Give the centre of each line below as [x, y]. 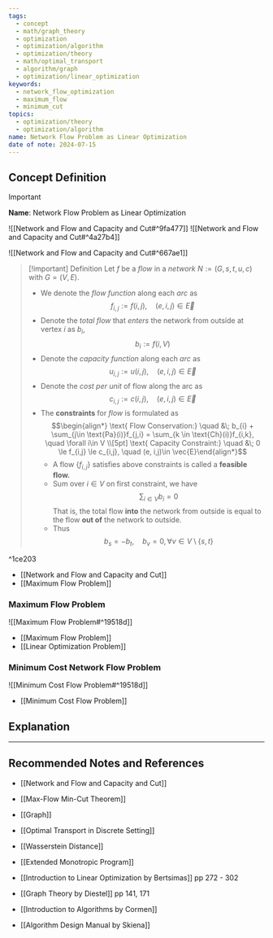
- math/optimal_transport [60, 62]
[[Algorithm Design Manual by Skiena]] [85, 925]
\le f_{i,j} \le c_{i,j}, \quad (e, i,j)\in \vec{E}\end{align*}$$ [153, 452]
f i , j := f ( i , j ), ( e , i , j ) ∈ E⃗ [153, 307]
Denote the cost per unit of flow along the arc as [121, 386]
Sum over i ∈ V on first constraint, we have [125, 484]
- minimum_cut [39, 107]
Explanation [39, 726]
